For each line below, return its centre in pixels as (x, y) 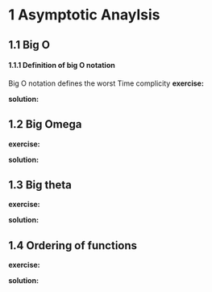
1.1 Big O (29, 45)
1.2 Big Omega (45, 124)
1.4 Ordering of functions (73, 245)
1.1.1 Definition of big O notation (62, 66)
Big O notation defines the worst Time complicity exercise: (106, 83)
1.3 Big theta (40, 185)
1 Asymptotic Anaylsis (84, 15)
